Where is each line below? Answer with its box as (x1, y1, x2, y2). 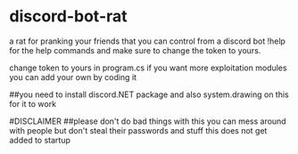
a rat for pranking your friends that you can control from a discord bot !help (9, 36, 286, 46)
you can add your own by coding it (9, 71, 137, 82)
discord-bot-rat (9, 6, 128, 27)
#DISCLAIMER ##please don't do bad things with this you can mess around (9, 116, 287, 126)
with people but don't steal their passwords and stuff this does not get (9, 125, 268, 135)
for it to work (9, 98, 56, 109)
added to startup (9, 134, 71, 145)
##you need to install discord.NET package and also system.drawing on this (9, 89, 289, 100)
